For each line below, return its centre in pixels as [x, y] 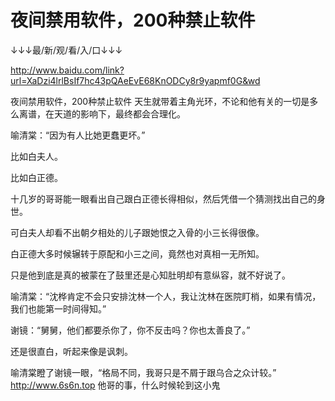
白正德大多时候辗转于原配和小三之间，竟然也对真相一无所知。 [137, 253]
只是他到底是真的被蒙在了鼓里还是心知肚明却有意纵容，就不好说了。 [150, 275]
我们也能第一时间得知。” [58, 308]
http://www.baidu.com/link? [67, 70]
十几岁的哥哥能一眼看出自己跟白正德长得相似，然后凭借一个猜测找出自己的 [163, 198]
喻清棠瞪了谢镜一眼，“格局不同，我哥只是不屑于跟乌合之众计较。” [143, 372]
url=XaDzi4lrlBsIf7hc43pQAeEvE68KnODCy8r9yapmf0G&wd [135, 80]
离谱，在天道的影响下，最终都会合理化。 [102, 113]
